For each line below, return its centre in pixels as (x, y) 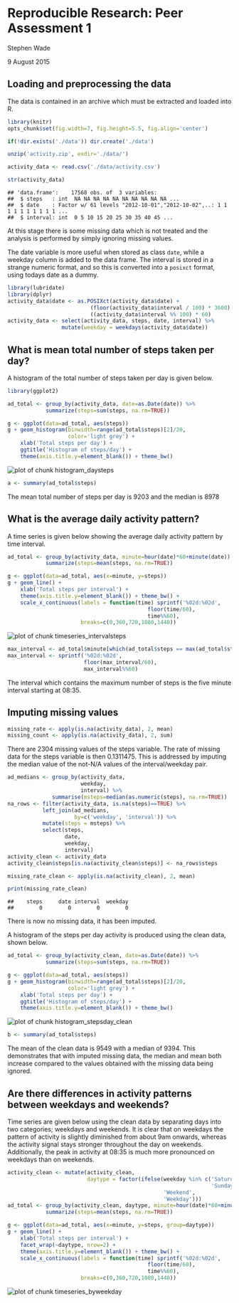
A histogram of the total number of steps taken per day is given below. (110, 378)
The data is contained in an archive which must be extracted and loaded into (119, 101)
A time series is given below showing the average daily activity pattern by (115, 536)
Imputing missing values (63, 713)
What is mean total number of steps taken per (111, 350)
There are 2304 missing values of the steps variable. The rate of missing (114, 749)
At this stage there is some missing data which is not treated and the (108, 231)
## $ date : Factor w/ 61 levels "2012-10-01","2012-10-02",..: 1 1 (117, 205)
